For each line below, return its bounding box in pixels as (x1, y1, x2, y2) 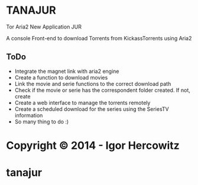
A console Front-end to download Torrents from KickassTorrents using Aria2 (6, 34, 192, 42)
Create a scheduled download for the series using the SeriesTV (14, 105, 170, 113)
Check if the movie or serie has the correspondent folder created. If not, (14, 87, 191, 94)
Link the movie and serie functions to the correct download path (14, 80, 171, 87)
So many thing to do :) (14, 118, 69, 125)
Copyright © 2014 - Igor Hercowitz (6, 139, 180, 152)
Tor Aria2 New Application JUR (6, 23, 82, 30)
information (14, 111, 43, 119)
